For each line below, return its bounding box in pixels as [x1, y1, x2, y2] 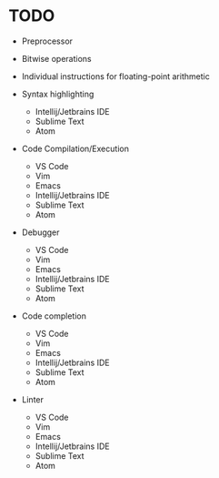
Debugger [21, 227, 60, 238]
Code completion [21, 310, 87, 321]
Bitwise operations [21, 53, 92, 64]
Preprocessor [21, 36, 74, 46]
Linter [21, 393, 45, 405]
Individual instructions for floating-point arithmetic [21, 70, 210, 82]
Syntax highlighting [21, 88, 95, 99]
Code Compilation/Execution [21, 143, 129, 154]
